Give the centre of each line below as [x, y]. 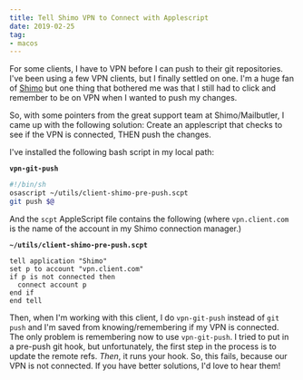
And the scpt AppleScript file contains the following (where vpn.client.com [149, 219]
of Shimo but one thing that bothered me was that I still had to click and [143, 88]
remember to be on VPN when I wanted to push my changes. [123, 98]
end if [22, 292]
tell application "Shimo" [58, 261]
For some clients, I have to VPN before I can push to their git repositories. [147, 69]
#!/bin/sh [28, 185]
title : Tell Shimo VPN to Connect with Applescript [109, 18]
